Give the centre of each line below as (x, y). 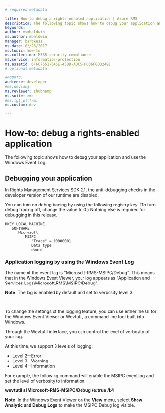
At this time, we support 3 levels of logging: (49, 346)
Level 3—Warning (30, 361)
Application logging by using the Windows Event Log (69, 262)
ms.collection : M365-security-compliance (48, 55)
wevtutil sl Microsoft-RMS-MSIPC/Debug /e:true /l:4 (60, 390)
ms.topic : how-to (23, 50)
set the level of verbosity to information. (45, 381)
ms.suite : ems (20, 96)
